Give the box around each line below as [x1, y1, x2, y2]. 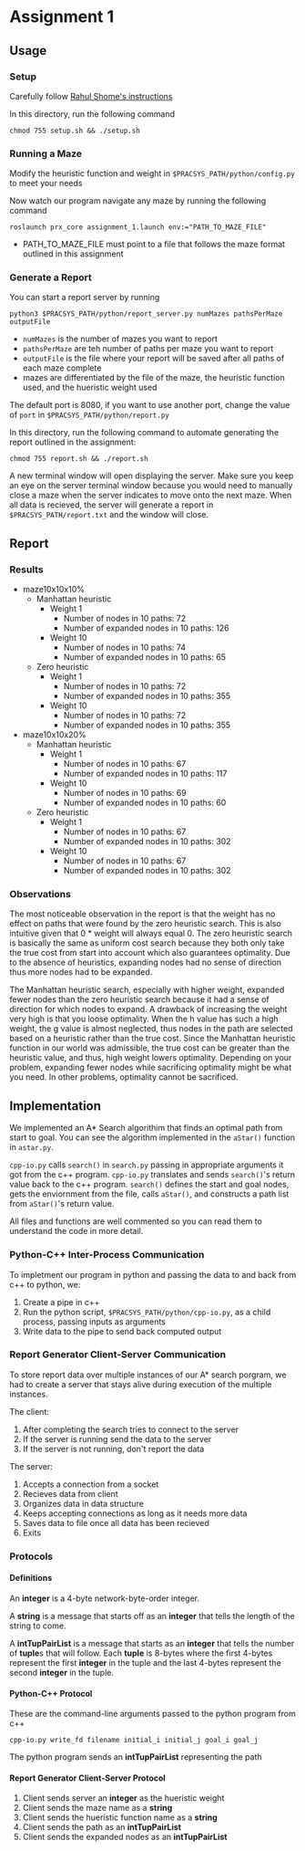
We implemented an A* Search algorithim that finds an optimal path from [9, 1123, 283, 1134]
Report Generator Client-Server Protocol [9, 1773, 166, 1783]
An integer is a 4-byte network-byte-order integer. [9, 1593, 200, 1604]
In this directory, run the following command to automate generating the [9, 427, 280, 438]
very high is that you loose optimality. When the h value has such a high [9, 1013, 280, 1024]
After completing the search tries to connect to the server [22, 1424, 239, 1435]
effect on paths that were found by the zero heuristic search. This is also [9, 918, 282, 929]
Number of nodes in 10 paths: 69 [63, 788, 187, 799]
